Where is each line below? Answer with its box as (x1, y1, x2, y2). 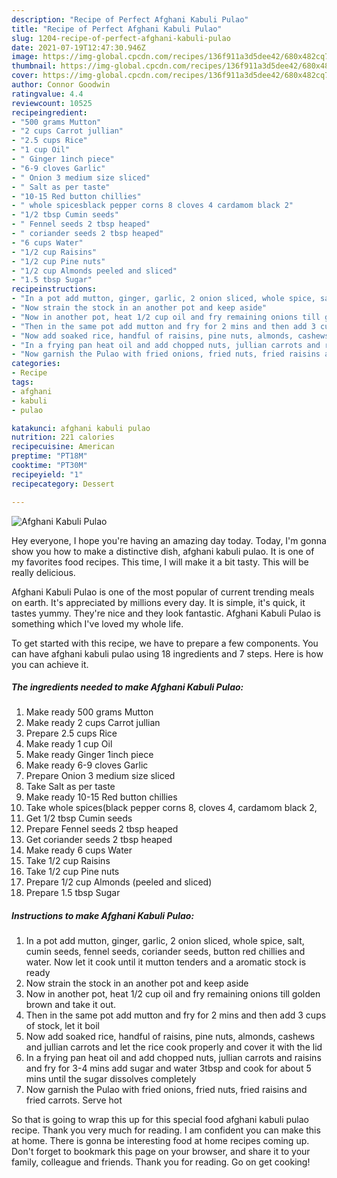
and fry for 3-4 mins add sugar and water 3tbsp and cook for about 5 (25, 1062, 312, 1075)
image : (11, 52, 39, 62)
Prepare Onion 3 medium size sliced (25, 770, 176, 782)
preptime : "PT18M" (11, 451, 88, 461)
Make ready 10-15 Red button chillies (25, 791, 178, 803)
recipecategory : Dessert (11, 479, 115, 489)
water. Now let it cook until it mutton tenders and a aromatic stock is (25, 956, 307, 968)
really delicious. (11, 566, 76, 578)
